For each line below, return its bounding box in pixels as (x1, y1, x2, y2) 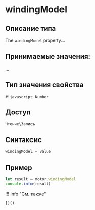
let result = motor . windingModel (5, 176, 76, 182)
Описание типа (5, 24, 56, 33)
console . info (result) (5, 181, 51, 186)
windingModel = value (5, 149, 51, 154)
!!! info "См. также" (5, 191, 46, 197)
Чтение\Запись (5, 122, 36, 127)
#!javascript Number (5, 94, 49, 99)
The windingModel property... (5, 37, 65, 43)
